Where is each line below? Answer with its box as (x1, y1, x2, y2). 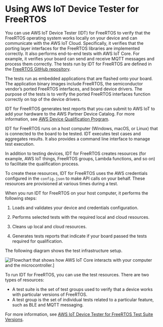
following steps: (5, 195, 37, 201)
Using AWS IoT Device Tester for (5, 3, 139, 15)
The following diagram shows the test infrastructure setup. (5, 248, 123, 253)
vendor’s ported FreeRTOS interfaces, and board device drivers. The (5, 86, 143, 92)
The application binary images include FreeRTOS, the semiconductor (5, 80, 144, 86)
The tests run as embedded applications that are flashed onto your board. (5, 76, 153, 81)
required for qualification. (12, 238, 63, 244)
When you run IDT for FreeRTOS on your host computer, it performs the (5, 190, 148, 196)
